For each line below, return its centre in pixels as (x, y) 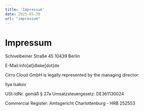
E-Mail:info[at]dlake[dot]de (32, 66)
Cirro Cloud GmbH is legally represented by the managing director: (72, 75)
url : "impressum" (23, 18)
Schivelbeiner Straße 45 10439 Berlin (42, 56)
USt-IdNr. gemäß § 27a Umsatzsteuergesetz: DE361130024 (65, 94)
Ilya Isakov (16, 84)
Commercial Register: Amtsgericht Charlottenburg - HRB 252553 (70, 103)
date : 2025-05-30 (23, 14)
